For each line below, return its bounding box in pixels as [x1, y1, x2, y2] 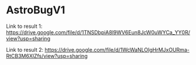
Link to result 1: [6, 23, 43, 30]
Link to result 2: [6, 46, 44, 53]
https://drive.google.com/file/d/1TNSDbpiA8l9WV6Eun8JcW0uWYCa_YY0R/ [6, 28, 191, 35]
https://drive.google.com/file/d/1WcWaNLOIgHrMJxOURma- [44, 46, 190, 53]
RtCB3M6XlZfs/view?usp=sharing [6, 52, 88, 59]
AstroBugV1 [6, 3, 66, 17]
